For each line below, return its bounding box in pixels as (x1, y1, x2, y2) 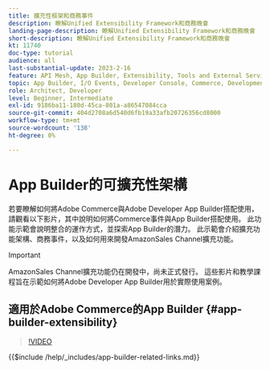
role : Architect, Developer (8, 86, 103, 95)
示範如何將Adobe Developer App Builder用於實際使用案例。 (29, 277, 227, 286)
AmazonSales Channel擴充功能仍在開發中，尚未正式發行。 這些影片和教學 (8, 266, 255, 276)
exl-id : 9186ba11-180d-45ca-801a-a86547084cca (8, 101, 167, 109)
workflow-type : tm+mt (8, 117, 81, 125)
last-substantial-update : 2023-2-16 (8, 64, 131, 72)
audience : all (8, 57, 56, 65)
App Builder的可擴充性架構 (8, 175, 187, 194)
